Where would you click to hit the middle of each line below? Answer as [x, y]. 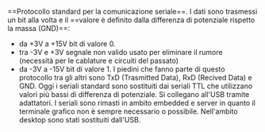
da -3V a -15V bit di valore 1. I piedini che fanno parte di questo [122, 69]
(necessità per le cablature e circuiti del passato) [99, 60]
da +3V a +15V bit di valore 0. [67, 44]
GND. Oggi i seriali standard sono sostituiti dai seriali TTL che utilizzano [136, 86]
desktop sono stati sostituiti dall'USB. [80, 120]
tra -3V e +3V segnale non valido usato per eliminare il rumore [121, 52]
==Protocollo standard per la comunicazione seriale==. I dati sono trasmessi [132, 12]
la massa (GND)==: [39, 28]
